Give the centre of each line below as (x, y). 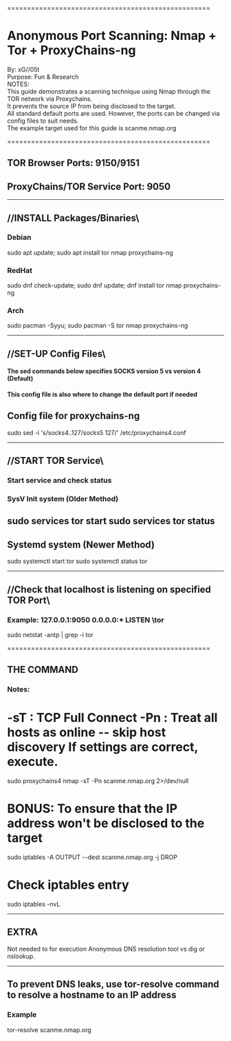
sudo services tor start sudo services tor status (111, 521)
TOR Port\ (29, 600)
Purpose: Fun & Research (43, 77)
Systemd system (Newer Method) (81, 544)
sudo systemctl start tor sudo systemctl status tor (77, 561)
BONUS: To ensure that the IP (92, 809)
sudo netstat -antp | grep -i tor (51, 634)
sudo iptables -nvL (34, 904)
